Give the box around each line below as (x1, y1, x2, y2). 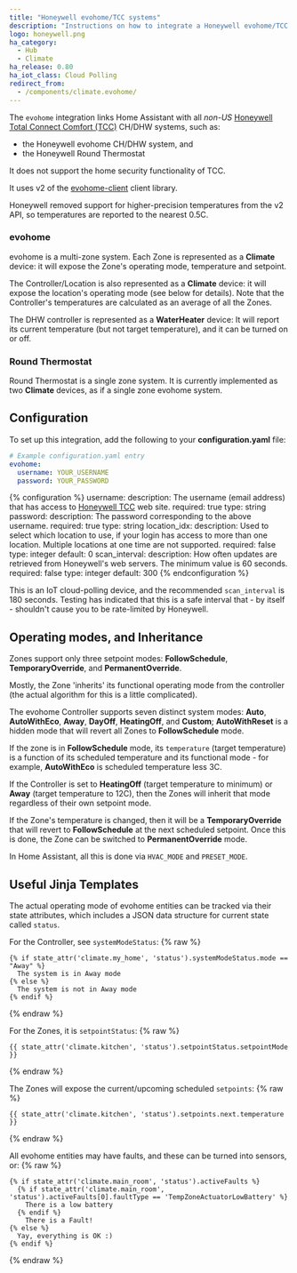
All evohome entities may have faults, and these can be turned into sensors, (9, 1150, 287, 1161)
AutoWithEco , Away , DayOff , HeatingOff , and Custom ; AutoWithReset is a (9, 717, 289, 727)
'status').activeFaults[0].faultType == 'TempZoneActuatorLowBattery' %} (9, 1193, 289, 1202)
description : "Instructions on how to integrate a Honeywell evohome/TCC (9, 21, 289, 30)
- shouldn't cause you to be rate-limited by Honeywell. (9, 604, 209, 614)
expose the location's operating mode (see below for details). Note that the (9, 287, 285, 298)
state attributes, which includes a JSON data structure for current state (9, 910, 269, 921)
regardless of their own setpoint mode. (9, 797, 152, 809)
